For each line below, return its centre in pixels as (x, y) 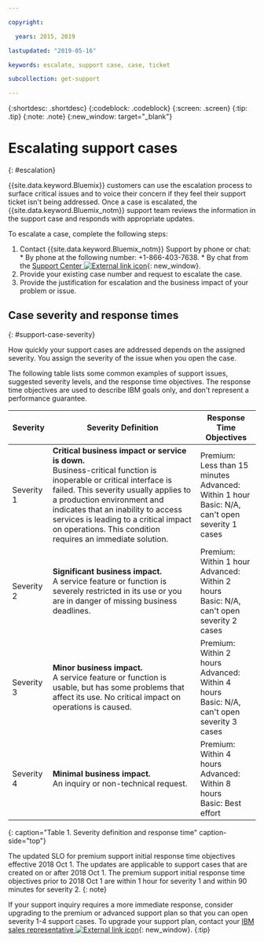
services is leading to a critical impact (122, 519)
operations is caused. (92, 706)
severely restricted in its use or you (117, 591)
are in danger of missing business (115, 600)
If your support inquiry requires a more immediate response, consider (121, 904)
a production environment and (108, 500)
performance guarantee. (48, 398)
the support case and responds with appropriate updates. (101, 219)
